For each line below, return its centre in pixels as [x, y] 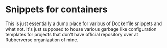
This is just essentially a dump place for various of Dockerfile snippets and [84, 23]
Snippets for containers [56, 9]
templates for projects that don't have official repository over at [72, 34]
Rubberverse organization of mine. [42, 40]
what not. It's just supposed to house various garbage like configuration [81, 29]
